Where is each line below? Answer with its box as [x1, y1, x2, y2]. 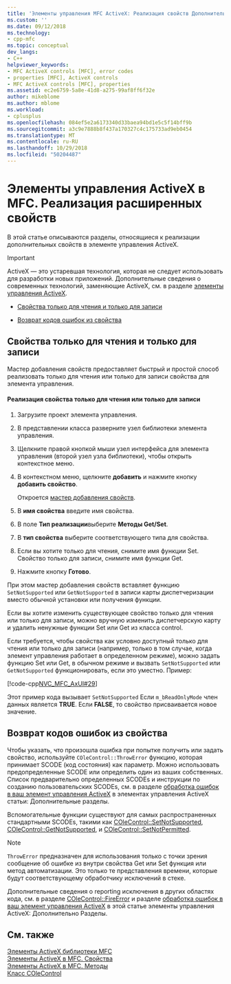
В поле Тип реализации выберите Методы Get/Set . [16, 520, 168, 528]
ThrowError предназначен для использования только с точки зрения [7, 852, 208, 860]
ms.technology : [7, 29, 51, 37]
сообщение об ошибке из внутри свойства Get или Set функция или [7, 859, 206, 867]
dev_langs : [7, 49, 38, 56]
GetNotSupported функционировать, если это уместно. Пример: [7, 666, 192, 674]
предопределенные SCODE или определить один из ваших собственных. [7, 767, 223, 776]
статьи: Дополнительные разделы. [7, 797, 110, 805]
